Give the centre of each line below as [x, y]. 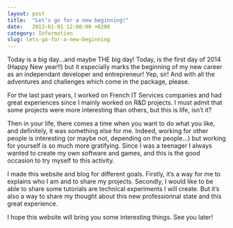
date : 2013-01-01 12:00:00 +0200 [59, 26]
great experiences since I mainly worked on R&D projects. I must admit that [115, 102]
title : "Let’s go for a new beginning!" [68, 20]
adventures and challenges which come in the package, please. [98, 82]
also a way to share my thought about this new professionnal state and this [114, 197]
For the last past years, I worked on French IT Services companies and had [115, 96]
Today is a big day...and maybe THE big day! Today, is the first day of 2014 [114, 59]
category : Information [40, 33]
